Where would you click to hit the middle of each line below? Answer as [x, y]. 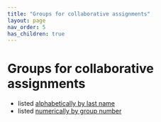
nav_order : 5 [27, 27]
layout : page [27, 21]
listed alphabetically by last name [66, 104]
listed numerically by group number [70, 111]
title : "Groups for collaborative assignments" [79, 14]
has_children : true [36, 34]
